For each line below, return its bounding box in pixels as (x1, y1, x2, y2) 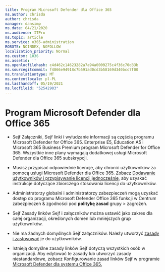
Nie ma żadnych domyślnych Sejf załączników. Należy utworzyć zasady (12, 230, 160, 236)
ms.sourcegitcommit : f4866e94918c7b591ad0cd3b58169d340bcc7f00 (5, 68, 139, 72)
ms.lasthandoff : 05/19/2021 (5, 81, 63, 86)
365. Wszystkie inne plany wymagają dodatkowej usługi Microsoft (12, 150, 147, 156)
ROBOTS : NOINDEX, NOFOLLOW (5, 44, 61, 49)
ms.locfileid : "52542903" (5, 85, 58, 91)
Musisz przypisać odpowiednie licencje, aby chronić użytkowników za (12, 165, 156, 171)
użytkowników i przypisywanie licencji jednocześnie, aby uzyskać (12, 175, 147, 181)
